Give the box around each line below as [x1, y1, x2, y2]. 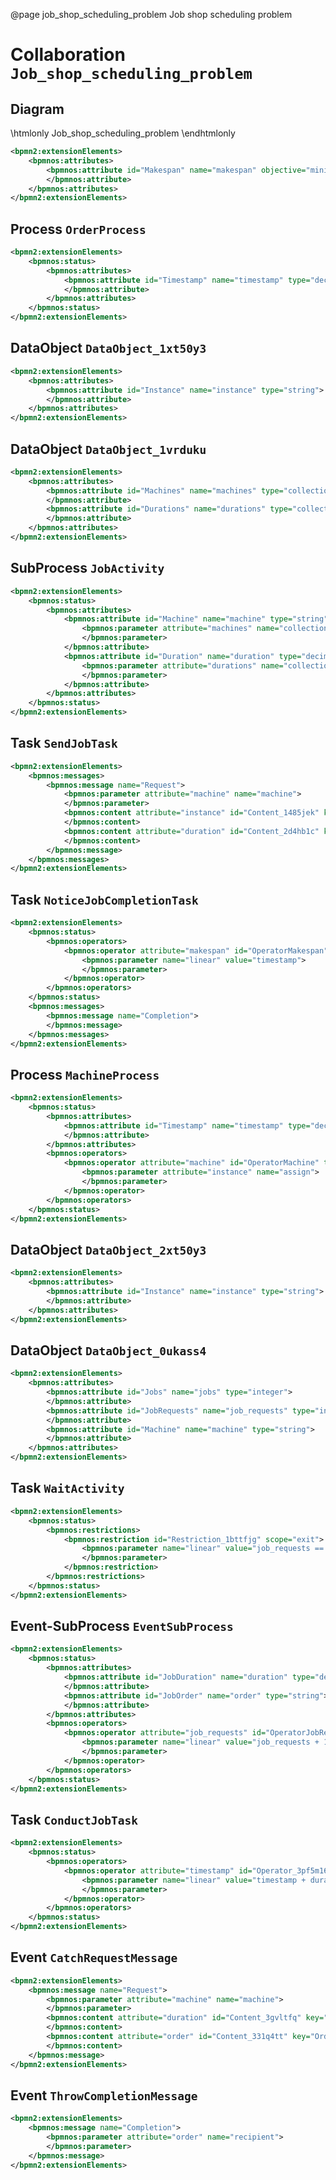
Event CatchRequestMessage [10, 1949, 178, 1966]
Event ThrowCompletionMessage [10, 2087, 198, 2104]
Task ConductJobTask [10, 1811, 138, 1828]
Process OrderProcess [10, 220, 147, 238]
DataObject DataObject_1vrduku [10, 440, 207, 458]
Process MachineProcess [10, 1066, 160, 1083]
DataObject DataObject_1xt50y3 [10, 340, 207, 357]
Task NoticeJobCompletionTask [10, 891, 199, 908]
